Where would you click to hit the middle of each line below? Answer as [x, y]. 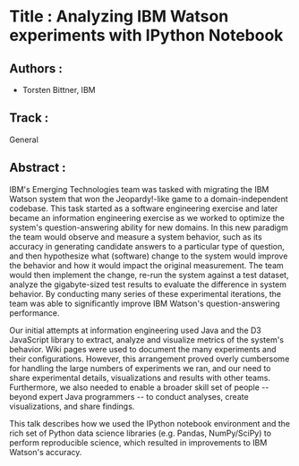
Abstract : [38, 168]
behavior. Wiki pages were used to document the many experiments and [143, 349]
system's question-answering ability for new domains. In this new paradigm [149, 227]
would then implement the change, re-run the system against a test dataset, [149, 275]
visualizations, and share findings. [72, 406]
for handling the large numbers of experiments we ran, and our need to [140, 368]
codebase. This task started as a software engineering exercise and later [144, 208]
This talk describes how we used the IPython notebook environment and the [150, 423]
